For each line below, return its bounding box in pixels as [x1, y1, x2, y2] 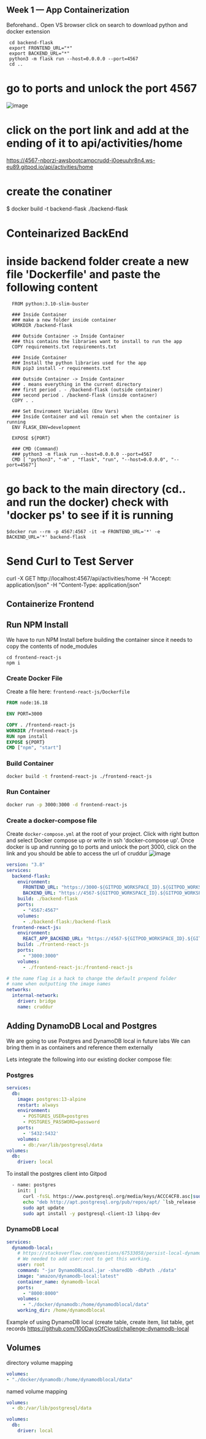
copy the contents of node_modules [6, 642, 97, 650]
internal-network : [12, 992, 59, 999]
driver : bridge [17, 998, 56, 1005]
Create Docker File [6, 674, 63, 682]
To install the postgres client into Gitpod [6, 1170, 107, 1178]
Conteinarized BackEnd [6, 226, 129, 240]
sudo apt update [22, 1205, 64, 1211]
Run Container [6, 788, 50, 797]
